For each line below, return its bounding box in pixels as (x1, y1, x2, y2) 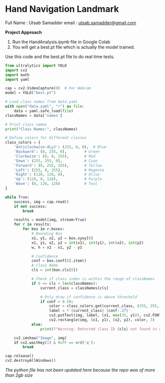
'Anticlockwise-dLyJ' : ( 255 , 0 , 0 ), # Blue (14, 144, 107, 150)
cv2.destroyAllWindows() (5, 358, 56, 363)
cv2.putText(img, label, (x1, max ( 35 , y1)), (49, 313, 141, 318)
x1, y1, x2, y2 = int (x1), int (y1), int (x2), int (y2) (31, 240, 144, 245)
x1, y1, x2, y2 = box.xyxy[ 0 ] (31, 236, 93, 241)
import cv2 (5, 68, 27, 72)
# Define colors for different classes (5, 136, 87, 140)
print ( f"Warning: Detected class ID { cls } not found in (40, 326, 157, 331)
